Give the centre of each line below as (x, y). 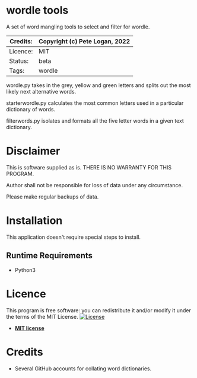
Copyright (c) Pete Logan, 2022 (84, 41)
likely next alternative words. (41, 91)
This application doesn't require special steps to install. (74, 237)
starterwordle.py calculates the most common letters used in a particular (95, 103)
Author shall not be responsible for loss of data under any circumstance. (94, 185)
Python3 (25, 270)
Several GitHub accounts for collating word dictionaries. (83, 369)
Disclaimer (33, 151)
